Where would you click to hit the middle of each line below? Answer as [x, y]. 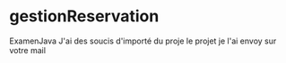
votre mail [28, 50]
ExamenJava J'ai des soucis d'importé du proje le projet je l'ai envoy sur [143, 41]
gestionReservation [84, 16]
